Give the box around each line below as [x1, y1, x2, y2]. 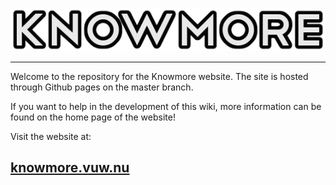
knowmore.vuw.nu [10, 159, 130, 177]
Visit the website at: [10, 130, 92, 142]
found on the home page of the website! [10, 111, 176, 123]
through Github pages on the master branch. [10, 81, 194, 93]
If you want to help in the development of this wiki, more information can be [10, 100, 322, 112]
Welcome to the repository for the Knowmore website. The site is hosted [10, 70, 309, 82]
